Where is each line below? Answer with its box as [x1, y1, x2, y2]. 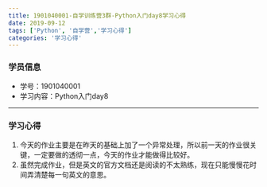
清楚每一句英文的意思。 [33, 169, 111, 179]
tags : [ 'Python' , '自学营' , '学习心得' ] [8, 26, 133, 34]
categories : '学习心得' [8, 33, 82, 42]
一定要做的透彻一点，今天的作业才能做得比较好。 [33, 150, 195, 159]
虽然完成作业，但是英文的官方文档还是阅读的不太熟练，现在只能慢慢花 [19, 160, 250, 169]
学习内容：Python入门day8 [19, 91, 109, 100]
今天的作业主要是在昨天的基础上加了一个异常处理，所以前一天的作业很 [19, 140, 250, 150]
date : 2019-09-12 [8, 19, 66, 27]
